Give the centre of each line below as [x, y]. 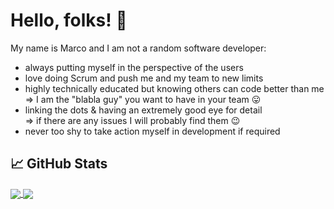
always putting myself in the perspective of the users [134, 67]
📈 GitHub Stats [59, 164]
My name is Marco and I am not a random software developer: [138, 48]
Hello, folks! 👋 [69, 20]
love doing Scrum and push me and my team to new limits [144, 78]
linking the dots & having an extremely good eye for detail [143, 110]
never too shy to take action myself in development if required [152, 131]
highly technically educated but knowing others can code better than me [174, 88]
